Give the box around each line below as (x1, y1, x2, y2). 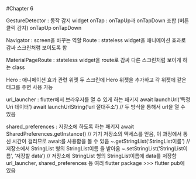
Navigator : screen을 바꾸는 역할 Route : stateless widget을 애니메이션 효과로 (6, 37, 186, 43)
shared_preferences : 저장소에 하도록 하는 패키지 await (6, 123, 135, 130)
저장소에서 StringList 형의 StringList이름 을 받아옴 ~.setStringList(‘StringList (6, 145, 183, 152)
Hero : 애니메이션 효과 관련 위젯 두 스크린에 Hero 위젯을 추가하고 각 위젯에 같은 (6, 76, 187, 83)
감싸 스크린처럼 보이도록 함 (6, 44, 67, 51)
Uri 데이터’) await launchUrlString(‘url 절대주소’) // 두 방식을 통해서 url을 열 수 (6, 104, 185, 110)
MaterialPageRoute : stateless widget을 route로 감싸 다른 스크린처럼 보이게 (6, 57, 181, 63)
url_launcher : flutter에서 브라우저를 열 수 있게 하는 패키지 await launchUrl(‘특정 (6, 96, 191, 103)
